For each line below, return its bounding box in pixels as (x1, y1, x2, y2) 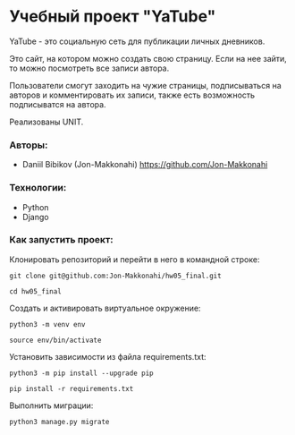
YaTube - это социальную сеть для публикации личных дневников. (9, 36, 265, 47)
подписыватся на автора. (9, 98, 106, 109)
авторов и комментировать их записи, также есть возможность (9, 90, 256, 100)
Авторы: (9, 139, 48, 151)
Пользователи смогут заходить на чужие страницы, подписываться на (9, 80, 282, 90)
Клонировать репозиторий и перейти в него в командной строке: (9, 253, 260, 265)
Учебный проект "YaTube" (9, 6, 216, 27)
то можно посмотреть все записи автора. (9, 63, 170, 73)
